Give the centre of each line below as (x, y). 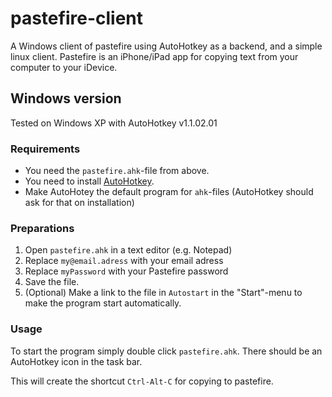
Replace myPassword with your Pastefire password (126, 271)
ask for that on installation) (79, 203)
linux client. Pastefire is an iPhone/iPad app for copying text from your (154, 56)
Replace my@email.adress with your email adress (124, 261)
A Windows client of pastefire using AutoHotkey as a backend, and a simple (166, 46)
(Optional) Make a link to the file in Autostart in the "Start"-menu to (163, 293)
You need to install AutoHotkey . (89, 181)
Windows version (66, 98)
